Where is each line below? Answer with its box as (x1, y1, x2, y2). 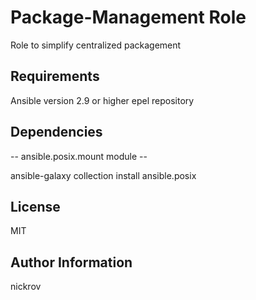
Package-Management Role (10, 6, 247, 29)
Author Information (10, 254, 133, 271)
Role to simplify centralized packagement (10, 39, 182, 51)
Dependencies (10, 124, 103, 141)
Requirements (10, 68, 100, 85)
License (10, 198, 61, 215)
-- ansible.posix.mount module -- (10, 150, 148, 162)
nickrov (10, 281, 42, 293)
